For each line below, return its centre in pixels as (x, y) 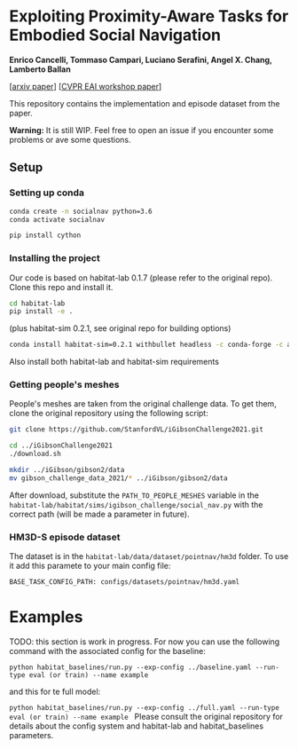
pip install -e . (41, 311)
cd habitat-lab (37, 304)
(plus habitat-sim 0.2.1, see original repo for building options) (120, 328)
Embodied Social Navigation (115, 35)
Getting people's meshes (64, 385)
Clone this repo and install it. (61, 287)
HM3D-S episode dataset (65, 537)
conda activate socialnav (57, 219)
